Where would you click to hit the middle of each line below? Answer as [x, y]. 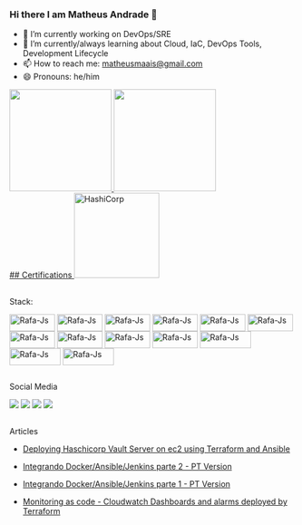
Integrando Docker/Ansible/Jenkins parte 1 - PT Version [127, 484]
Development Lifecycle [65, 53]
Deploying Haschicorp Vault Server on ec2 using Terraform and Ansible [156, 449]
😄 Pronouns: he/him [61, 77]
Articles [24, 432]
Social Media [34, 387]
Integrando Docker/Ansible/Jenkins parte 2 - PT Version [127, 467]
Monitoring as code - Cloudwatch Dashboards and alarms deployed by [155, 501]
